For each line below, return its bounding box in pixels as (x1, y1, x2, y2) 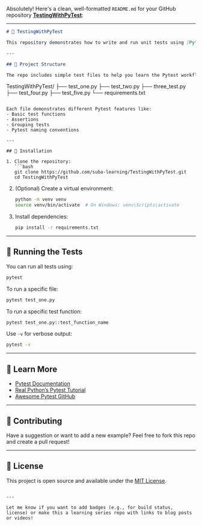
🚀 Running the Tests (6, 247, 83, 257)
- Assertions (6, 116, 39, 122)
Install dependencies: (14, 213, 69, 220)
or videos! (6, 515, 34, 521)
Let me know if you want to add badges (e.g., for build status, (6, 504, 173, 510)
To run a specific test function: (6, 307, 82, 315)
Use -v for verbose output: (6, 330, 72, 337)
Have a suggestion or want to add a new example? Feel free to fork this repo (6, 432, 195, 439)
